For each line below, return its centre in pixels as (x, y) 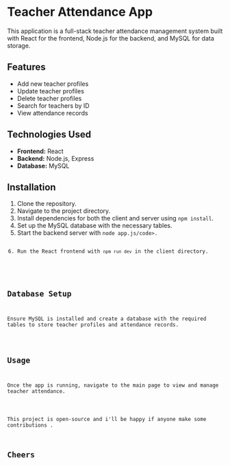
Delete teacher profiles (49, 98)
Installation (31, 187)
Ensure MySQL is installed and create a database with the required (107, 319)
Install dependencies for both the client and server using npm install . (115, 218)
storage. (19, 45)
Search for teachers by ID (53, 105)
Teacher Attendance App (80, 12)
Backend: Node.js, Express (55, 158)
